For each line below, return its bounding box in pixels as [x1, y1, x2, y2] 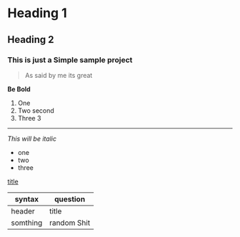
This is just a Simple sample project [7, 55, 133, 65]
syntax [14, 194, 39, 204]
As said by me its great [24, 71, 93, 79]
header [11, 206, 36, 216]
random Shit [49, 218, 91, 228]
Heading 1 [7, 5, 68, 21]
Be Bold [7, 84, 31, 94]
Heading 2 [7, 34, 55, 46]
